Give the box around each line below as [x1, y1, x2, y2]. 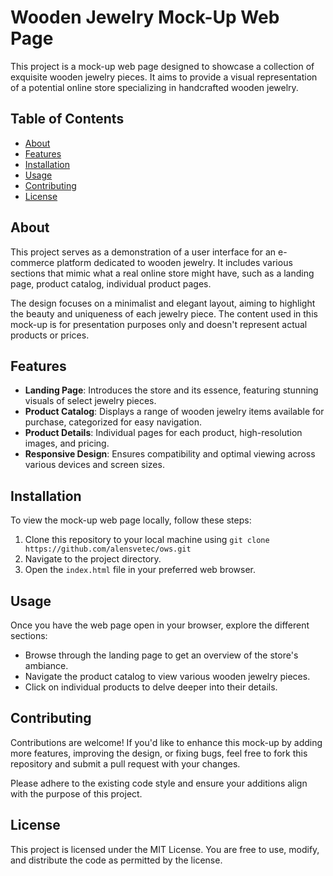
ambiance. [24, 660, 69, 671]
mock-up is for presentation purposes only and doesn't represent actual [10, 318, 308, 330]
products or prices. [10, 329, 90, 341]
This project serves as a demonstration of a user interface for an [10, 246, 277, 258]
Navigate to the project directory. [24, 553, 162, 565]
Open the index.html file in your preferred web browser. [24, 564, 257, 576]
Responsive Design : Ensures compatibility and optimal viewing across [24, 448, 316, 460]
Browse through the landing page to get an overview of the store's [24, 649, 299, 661]
